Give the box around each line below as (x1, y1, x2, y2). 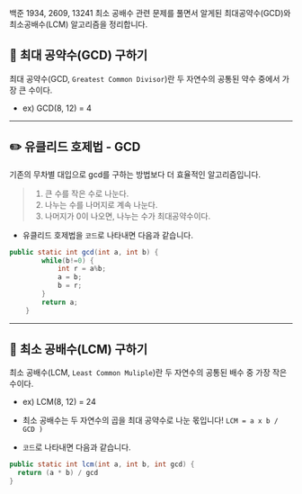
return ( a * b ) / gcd (17, 469, 99, 478)
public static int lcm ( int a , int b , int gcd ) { (9, 460, 195, 469)
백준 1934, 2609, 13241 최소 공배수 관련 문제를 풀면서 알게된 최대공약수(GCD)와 (9, 8, 291, 18)
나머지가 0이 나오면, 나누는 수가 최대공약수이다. (44, 211, 211, 221)
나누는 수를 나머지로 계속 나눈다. (44, 199, 158, 210)
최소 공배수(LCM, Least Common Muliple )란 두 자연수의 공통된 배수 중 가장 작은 (9, 367, 288, 378)
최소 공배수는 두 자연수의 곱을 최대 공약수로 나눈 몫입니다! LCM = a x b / (22, 415, 279, 426)
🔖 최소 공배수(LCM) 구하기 (9, 342, 148, 357)
